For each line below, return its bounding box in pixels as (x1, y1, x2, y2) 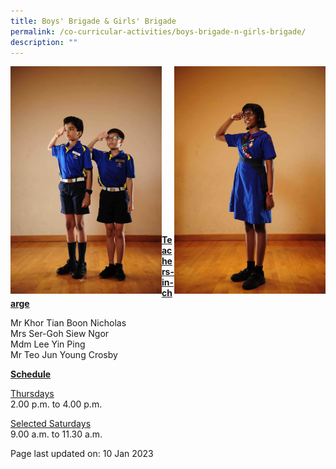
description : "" (10, 37, 78, 47)
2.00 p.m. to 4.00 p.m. (10, 398, 103, 410)
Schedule (10, 368, 52, 380)
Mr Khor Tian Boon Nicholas (10, 317, 127, 329)
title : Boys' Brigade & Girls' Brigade (10, 16, 177, 26)
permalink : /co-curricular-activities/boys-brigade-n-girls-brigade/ (10, 26, 307, 37)
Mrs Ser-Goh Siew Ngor (10, 328, 110, 340)
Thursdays (10, 388, 55, 400)
